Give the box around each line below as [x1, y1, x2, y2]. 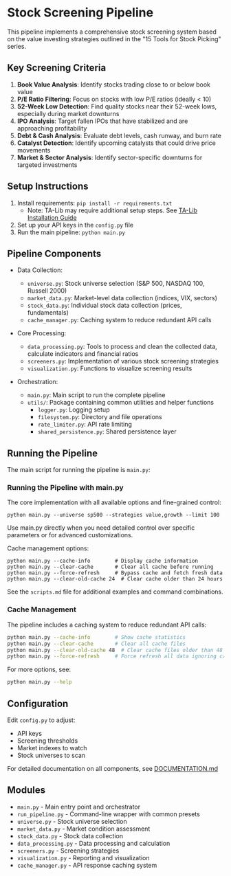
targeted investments [16, 160, 78, 169]
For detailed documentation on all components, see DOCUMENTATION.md [7, 764, 219, 772]
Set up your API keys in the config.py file [16, 221, 134, 229]
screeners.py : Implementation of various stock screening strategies [27, 357, 219, 366]
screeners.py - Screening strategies [16, 846, 120, 855]
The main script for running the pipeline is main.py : [7, 466, 151, 474]
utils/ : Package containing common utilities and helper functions [27, 398, 214, 407]
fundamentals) [27, 308, 69, 317]
